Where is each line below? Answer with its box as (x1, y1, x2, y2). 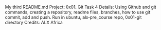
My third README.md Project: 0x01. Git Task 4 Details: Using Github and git (5, 4, 157, 10)
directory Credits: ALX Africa (5, 19, 63, 25)
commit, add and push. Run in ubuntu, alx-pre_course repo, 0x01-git (5, 15, 142, 20)
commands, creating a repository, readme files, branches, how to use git (5, 9, 151, 15)
